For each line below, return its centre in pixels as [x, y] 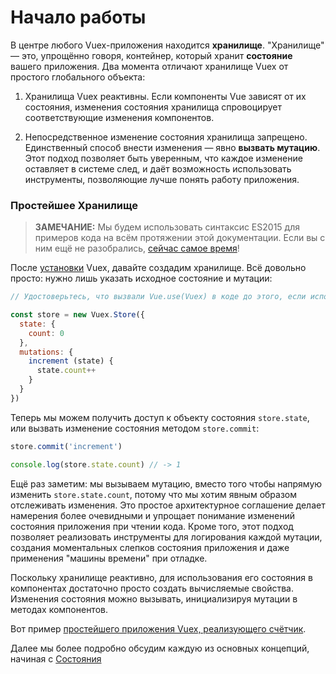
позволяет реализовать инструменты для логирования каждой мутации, [166, 537]
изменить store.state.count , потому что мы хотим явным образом [154, 494]
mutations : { [46, 352]
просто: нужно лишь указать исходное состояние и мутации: [141, 278]
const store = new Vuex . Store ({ [77, 315]
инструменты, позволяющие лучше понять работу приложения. [162, 179]
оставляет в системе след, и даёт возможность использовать [158, 168]
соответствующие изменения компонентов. [119, 117]
